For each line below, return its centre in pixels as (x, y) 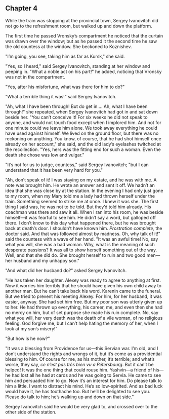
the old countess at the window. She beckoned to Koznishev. (69, 46)
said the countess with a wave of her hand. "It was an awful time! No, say (82, 239)
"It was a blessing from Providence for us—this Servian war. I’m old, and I (82, 348)
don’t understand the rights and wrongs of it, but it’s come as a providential (83, 354)
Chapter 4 (22, 8)
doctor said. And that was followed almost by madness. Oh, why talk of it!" (83, 234)
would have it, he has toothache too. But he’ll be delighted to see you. (78, 391)
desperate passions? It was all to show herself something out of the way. (81, 250)
